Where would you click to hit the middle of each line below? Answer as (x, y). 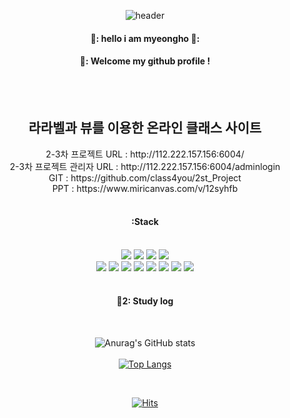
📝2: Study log (145, 301)
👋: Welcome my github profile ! (145, 61)
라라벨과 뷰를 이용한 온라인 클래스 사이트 (145, 128)
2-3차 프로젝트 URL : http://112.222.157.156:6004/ (145, 154)
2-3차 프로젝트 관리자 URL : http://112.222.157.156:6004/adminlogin (145, 166)
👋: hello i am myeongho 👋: (145, 38)
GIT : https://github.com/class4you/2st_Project (145, 177)
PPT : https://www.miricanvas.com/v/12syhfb (145, 188)
